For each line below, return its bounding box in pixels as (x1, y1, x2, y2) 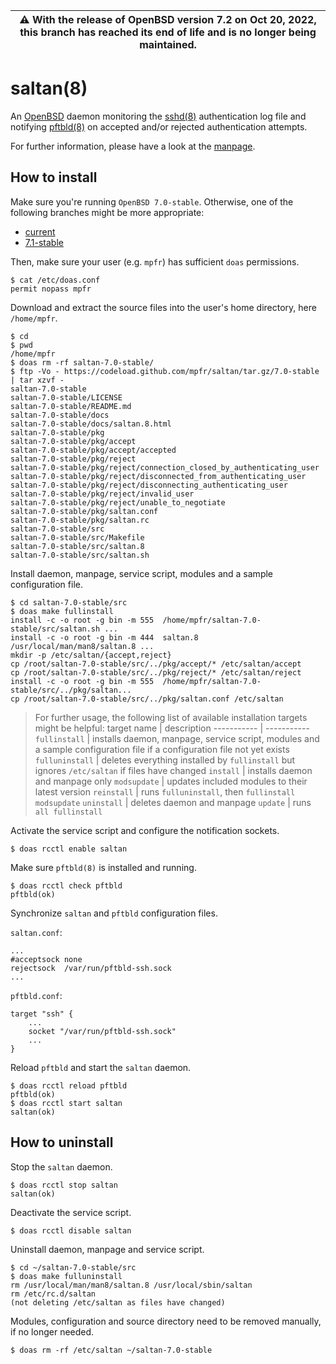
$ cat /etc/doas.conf (10, 275, 101, 285)
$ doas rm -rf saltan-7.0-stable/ (10, 357, 155, 368)
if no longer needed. (10, 1325, 95, 1338)
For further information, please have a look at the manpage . (10, 140, 256, 152)
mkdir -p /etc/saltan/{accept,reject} (10, 650, 172, 660)
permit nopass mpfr (10, 284, 92, 294)
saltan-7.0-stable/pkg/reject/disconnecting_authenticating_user (10, 480, 288, 490)
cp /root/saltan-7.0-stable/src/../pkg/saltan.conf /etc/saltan (10, 694, 284, 704)
